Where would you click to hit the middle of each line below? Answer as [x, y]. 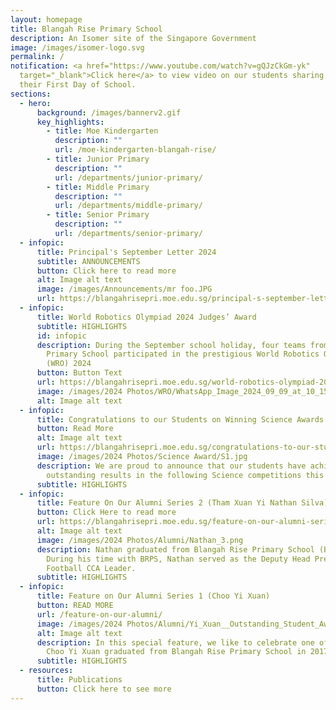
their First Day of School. [78, 85]
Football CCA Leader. [91, 568]
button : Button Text [79, 373]
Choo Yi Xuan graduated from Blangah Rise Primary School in [176, 652]
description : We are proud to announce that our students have [171, 466]
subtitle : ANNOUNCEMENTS [88, 261]
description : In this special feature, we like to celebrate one [175, 642]
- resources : [46, 671]
